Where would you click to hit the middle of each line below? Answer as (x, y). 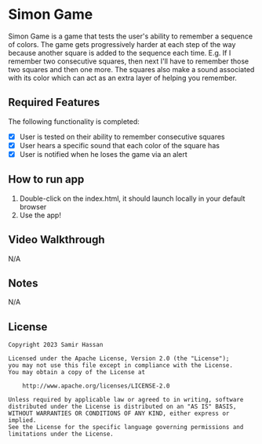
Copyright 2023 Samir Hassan (56, 345)
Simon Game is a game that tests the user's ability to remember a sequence (131, 36)
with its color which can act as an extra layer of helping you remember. (123, 78)
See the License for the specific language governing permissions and (126, 428)
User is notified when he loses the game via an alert (104, 154)
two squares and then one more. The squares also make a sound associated (131, 69)
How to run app (46, 179)
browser (33, 206)
